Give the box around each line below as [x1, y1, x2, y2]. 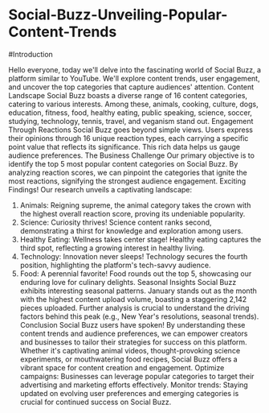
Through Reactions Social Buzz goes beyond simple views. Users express [8, 125, 253, 134]
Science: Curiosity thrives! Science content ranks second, [19, 217, 212, 227]
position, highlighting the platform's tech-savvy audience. [19, 260, 211, 270]
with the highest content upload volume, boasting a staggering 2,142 [19, 294, 247, 304]
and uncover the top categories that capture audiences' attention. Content [8, 82, 255, 92]
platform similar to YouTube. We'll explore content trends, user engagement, [8, 73, 260, 83]
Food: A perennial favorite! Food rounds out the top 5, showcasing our [19, 268, 252, 279]
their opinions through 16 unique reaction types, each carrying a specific [8, 133, 249, 142]
